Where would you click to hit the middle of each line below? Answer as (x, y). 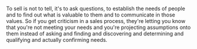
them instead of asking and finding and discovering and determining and (95, 34)
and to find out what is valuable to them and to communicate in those (91, 15)
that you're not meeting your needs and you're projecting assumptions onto (99, 27)
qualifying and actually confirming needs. (57, 40)
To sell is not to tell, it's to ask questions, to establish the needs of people (96, 9)
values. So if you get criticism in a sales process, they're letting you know (96, 21)
